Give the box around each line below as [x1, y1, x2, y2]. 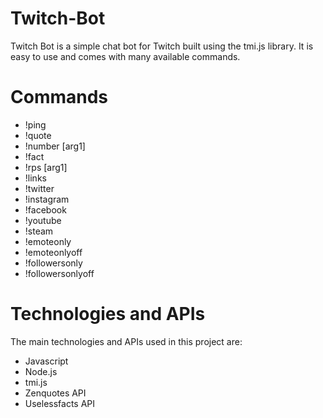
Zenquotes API [24, 387, 87, 399]
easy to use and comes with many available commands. [10, 50, 241, 62]
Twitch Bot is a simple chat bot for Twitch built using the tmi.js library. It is [10, 40, 314, 52]
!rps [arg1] [24, 161, 68, 173]
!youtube [24, 214, 62, 226]
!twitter [24, 182, 55, 194]
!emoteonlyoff [24, 246, 83, 258]
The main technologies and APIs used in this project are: [10, 335, 243, 347]
